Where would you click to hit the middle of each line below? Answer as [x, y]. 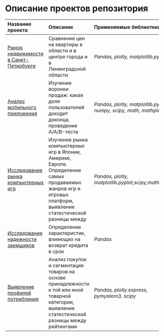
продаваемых [65, 182]
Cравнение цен [67, 38]
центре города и [68, 57]
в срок [56, 251]
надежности [22, 239]
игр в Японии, [65, 152]
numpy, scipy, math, [117, 110]
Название [20, 24]
